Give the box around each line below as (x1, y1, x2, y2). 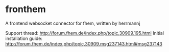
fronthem (5, 4, 46, 15)
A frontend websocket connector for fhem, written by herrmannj (5, 20, 140, 26)
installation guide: (5, 35, 42, 41)
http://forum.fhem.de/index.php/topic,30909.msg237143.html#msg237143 (5, 40, 162, 46)
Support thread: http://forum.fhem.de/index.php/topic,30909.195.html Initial (5, 30, 164, 36)
